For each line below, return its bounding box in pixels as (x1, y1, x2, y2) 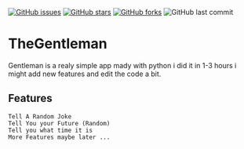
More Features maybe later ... (8, 133, 111, 141)
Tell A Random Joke (8, 112, 72, 121)
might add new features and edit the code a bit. (8, 69, 162, 78)
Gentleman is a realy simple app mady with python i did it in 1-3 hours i (8, 60, 237, 70)
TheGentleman (8, 35, 107, 53)
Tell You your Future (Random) (8, 119, 111, 127)
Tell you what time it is (8, 126, 93, 134)
